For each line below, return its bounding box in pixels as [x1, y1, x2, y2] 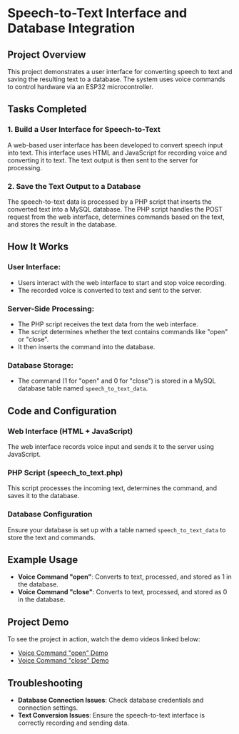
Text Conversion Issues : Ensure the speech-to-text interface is [17, 710, 205, 719]
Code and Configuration [7, 405, 117, 417]
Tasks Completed [7, 103, 87, 115]
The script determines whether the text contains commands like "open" [17, 327, 228, 336]
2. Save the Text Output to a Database [7, 181, 141, 191]
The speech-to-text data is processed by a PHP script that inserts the [7, 197, 212, 206]
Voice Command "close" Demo [17, 656, 109, 665]
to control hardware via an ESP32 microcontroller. [7, 83, 153, 91]
